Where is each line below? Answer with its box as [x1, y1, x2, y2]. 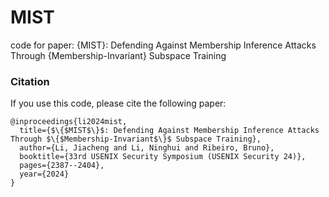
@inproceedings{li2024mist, [10, 117, 128, 127]
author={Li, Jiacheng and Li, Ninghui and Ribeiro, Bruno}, [19, 143, 275, 153]
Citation [10, 74, 50, 88]
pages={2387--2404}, [19, 161, 105, 171]
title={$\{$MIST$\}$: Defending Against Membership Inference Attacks [19, 126, 320, 136]
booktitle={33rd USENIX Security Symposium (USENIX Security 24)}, [19, 152, 307, 162]
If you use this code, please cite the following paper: [10, 97, 227, 110]
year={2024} [19, 169, 70, 180]
